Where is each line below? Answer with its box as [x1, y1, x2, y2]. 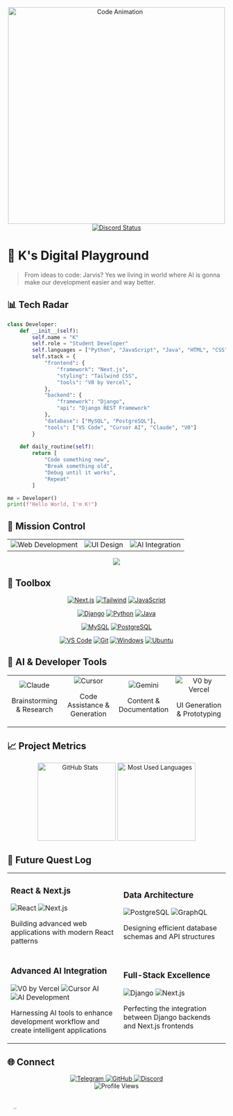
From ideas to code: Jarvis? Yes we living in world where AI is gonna [24, 271, 221, 279]
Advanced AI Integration [10, 965, 107, 977]
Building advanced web [10, 919, 87, 929]
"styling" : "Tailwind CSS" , [56, 372, 138, 379]
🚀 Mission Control [7, 520, 85, 532]
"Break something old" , [44, 463, 113, 470]
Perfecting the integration [123, 1004, 207, 1013]
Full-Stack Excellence [123, 970, 211, 981]
